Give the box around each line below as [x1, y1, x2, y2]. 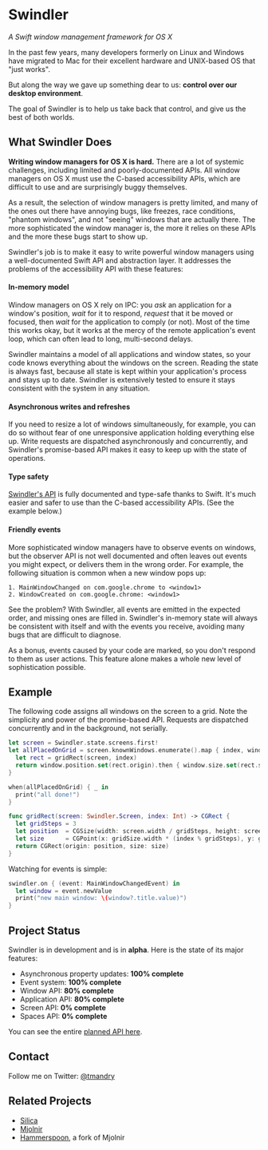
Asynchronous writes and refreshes [8, 402, 130, 411]
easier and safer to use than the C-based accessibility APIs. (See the [8, 498, 235, 508]
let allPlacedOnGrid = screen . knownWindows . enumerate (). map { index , [8, 747, 245, 755]
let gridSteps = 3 [15, 820, 77, 828]
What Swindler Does [8, 136, 112, 149]
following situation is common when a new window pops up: [8, 568, 207, 577]
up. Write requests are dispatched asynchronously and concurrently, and [8, 437, 249, 446]
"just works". [8, 64, 50, 73]
